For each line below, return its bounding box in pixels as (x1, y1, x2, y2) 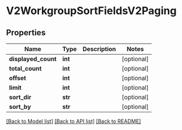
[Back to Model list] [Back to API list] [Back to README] (6, 118, 141, 125)
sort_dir (9, 93, 32, 101)
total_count (9, 65, 42, 72)
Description (82, 45, 117, 53)
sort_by (9, 103, 31, 111)
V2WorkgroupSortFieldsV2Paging (6, 4, 177, 18)
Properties (6, 28, 46, 38)
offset (9, 74, 27, 82)
